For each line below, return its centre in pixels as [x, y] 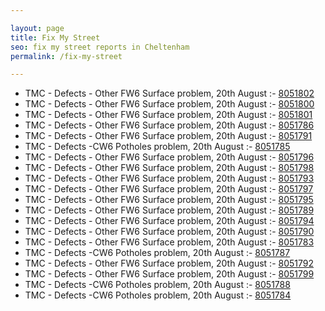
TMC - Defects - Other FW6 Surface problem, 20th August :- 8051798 [169, 168]
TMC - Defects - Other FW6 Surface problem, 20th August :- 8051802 [169, 93]
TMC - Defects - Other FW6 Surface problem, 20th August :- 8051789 [169, 210]
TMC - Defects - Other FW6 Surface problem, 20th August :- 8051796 [169, 157]
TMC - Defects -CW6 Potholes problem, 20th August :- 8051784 [158, 295]
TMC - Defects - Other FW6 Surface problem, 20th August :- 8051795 [169, 200]
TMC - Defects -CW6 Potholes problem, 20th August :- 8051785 [157, 147]
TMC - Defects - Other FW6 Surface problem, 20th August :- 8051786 [169, 125]
